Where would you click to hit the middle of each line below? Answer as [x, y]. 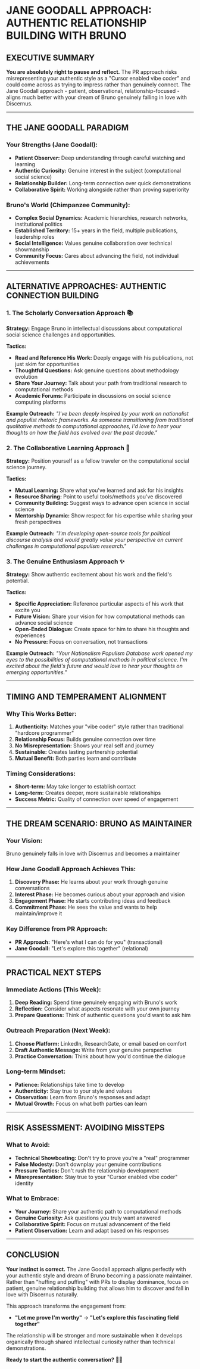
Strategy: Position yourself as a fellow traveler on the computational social [98, 461]
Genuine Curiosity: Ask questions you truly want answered [87, 1218]
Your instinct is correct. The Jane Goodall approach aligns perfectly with [96, 1269]
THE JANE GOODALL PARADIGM [68, 128]
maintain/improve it [38, 913]
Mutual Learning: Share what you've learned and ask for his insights [99, 490]
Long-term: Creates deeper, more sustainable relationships [88, 793]
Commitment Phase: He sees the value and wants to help [86, 907]
